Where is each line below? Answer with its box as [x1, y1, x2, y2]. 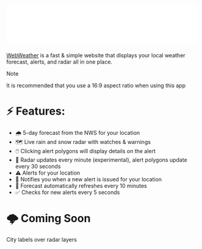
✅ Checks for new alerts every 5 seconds [15, 189, 120, 196]
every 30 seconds [15, 162, 61, 170]
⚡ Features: [6, 104, 65, 118]
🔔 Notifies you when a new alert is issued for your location [15, 175, 162, 182]
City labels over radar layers [6, 236, 78, 243]
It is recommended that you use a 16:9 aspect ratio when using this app [6, 82, 186, 89]
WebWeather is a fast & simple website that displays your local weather [6, 51, 186, 59]
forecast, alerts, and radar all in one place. [6, 58, 113, 65]
